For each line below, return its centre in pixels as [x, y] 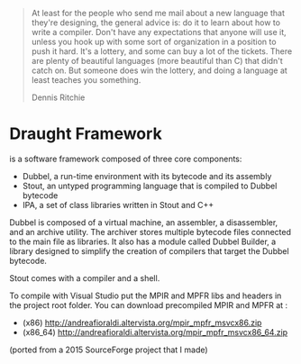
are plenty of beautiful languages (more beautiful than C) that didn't [157, 61]
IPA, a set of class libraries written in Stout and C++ [118, 205]
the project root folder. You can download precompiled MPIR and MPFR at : [149, 305]
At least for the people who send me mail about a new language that [158, 13]
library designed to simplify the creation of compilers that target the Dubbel [150, 250]
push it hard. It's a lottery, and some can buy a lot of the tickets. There [162, 51]
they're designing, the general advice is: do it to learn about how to [156, 23]
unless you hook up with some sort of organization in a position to [154, 41]
